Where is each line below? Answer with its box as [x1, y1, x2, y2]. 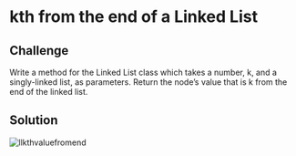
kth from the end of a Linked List [9, 6, 258, 27]
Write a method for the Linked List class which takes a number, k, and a [9, 67, 278, 78]
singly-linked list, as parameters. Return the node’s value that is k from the [9, 77, 288, 88]
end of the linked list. [9, 87, 88, 97]
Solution [9, 112, 58, 129]
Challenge [9, 43, 69, 58]
